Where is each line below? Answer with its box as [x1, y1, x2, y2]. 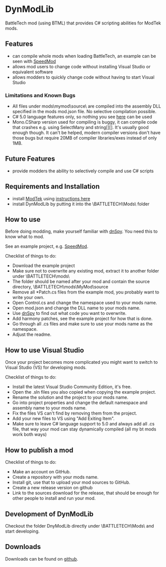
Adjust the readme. [12, 331, 52, 337]
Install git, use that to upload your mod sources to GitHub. [12, 479, 130, 485]
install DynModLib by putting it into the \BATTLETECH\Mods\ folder [12, 201, 150, 207]
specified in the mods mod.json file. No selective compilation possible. [12, 109, 157, 115]
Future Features [5, 154, 55, 163]
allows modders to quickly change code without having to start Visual [12, 74, 155, 80]
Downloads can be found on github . [5, 556, 78, 562]
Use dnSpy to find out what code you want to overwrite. [12, 310, 127, 316]
